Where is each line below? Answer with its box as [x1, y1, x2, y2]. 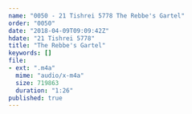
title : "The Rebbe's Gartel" [8, 42, 106, 50]
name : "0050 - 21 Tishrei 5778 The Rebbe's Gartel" [8, 11, 185, 20]
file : [8, 57, 27, 65]
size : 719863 [15, 79, 59, 87]
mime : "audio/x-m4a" [15, 71, 84, 79]
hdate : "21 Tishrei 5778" [8, 34, 95, 43]
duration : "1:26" [15, 86, 74, 95]
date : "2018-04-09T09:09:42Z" [8, 26, 110, 35]
